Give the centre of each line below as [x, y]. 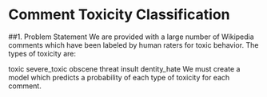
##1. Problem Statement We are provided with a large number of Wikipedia [131, 37]
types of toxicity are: [42, 53]
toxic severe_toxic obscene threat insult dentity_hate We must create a [124, 68]
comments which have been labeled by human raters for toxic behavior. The [133, 45]
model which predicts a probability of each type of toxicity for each [119, 77]
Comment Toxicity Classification [119, 15]
